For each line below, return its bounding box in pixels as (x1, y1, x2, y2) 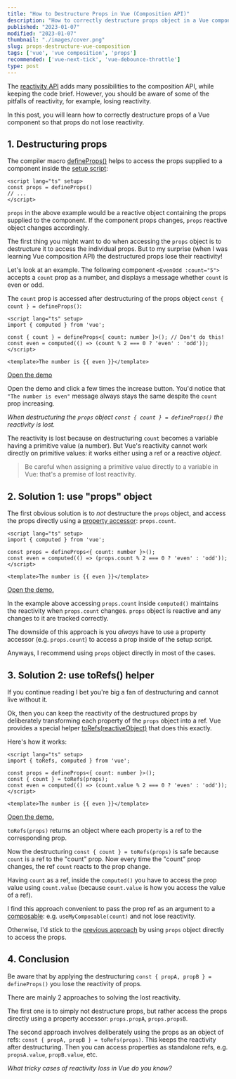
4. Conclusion (7, 953, 70, 965)
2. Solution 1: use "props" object (7, 490, 152, 503)
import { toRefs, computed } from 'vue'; (7, 757, 131, 765)
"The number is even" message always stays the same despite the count (7, 392, 218, 401)
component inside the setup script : (7, 164, 109, 173)
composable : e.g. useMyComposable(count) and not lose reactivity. (7, 912, 196, 921)
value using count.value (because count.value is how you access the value (7, 884, 226, 892)
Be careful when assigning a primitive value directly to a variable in (24, 463, 218, 471)
